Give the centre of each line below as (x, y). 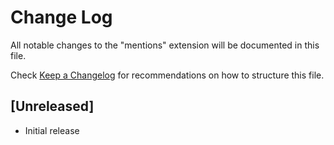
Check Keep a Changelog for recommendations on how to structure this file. (167, 75)
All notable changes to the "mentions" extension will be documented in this (165, 45)
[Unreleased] (52, 106)
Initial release (52, 130)
